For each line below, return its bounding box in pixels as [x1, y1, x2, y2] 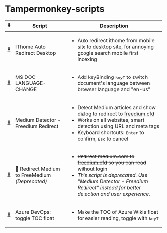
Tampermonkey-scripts [5, 3, 105, 15]
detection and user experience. [77, 190, 150, 197]
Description [100, 22, 128, 29]
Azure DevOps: [15, 208, 51, 215]
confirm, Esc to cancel [77, 135, 128, 142]
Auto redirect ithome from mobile [77, 37, 155, 44]
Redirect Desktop [15, 49, 56, 56]
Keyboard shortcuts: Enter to [77, 129, 144, 136]
